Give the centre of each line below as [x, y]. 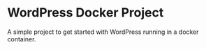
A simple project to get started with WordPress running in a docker [103, 32]
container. [22, 39]
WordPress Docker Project [86, 13]
